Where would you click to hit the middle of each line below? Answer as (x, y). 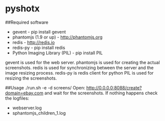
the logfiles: (17, 98)
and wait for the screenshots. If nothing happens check (101, 93)
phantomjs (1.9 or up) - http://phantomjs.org (57, 37)
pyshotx (22, 9)
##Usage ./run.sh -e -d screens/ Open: (45, 87)
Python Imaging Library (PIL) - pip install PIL (57, 53)
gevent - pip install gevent (39, 32)
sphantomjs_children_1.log (39, 113)
